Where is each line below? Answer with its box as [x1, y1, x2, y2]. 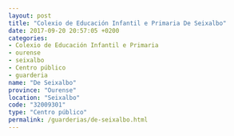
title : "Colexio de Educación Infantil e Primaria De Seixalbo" [8, 19, 227, 27]
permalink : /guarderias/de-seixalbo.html [8, 116, 149, 124]
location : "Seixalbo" [8, 94, 81, 102]
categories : [8, 34, 48, 42]
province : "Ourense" [8, 86, 77, 94]
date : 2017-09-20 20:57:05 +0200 [8, 26, 120, 34]
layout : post [8, 11, 52, 20]
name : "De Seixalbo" [8, 78, 77, 86]
